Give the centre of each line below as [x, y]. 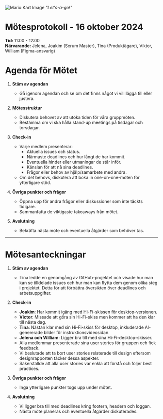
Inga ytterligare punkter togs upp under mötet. [66, 387]
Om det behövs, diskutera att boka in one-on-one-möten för [79, 177]
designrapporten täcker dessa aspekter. [59, 358]
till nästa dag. [33, 322]
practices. [29, 369]
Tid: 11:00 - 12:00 [22, 40]
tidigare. [28, 206]
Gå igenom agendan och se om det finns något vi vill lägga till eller [86, 93]
